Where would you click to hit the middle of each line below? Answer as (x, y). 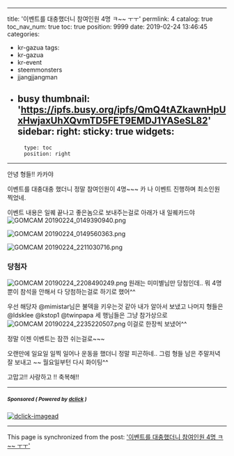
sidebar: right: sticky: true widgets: (96, 132)
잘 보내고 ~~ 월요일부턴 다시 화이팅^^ (58, 362)
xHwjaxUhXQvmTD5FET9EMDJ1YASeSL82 (112, 121)
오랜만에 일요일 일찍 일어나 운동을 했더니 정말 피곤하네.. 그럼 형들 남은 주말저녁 (114, 354)
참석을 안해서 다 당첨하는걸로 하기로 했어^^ (78, 292)
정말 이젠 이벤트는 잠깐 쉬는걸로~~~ (56, 339)
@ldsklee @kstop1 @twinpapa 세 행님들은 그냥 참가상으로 (88, 315)
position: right (47, 154)
